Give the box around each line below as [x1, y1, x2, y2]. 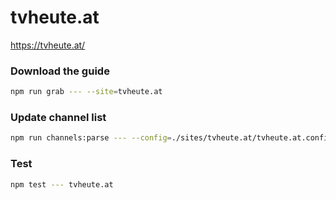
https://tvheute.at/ [10, 39, 86, 51]
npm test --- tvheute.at [10, 179, 114, 190]
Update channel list [10, 111, 107, 125]
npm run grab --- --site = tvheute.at [10, 87, 163, 97]
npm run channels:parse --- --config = [10, 133, 172, 143]
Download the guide [10, 64, 110, 78]
